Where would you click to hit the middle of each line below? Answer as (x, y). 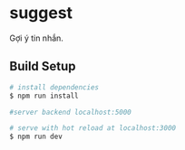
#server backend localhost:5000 (70, 112)
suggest (41, 13)
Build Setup (43, 66)
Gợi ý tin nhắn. (36, 38)
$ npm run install (44, 96)
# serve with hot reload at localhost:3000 (93, 128)
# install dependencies (54, 87)
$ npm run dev (36, 137)
